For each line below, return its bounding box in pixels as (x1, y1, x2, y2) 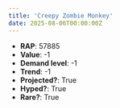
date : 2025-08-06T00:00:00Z (8, 19, 103, 27)
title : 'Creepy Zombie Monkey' (8, 11, 114, 20)
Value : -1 (19, 50, 51, 59)
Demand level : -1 (19, 58, 78, 68)
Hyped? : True (19, 83, 67, 93)
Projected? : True (19, 75, 77, 85)
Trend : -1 (19, 66, 51, 76)
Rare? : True (19, 92, 60, 102)
